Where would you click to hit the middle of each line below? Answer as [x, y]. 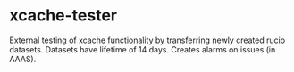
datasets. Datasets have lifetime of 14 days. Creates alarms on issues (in [143, 49]
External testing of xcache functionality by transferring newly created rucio [147, 40]
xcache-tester [63, 16]
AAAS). [23, 59]
